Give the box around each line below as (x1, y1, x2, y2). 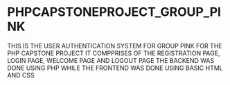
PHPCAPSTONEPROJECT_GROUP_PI (7, 4, 222, 20)
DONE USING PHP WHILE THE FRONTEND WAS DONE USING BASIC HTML (7, 64, 223, 72)
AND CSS (7, 70, 35, 79)
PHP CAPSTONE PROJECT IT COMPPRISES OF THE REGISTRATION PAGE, (7, 49, 220, 57)
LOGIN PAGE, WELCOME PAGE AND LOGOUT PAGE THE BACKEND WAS (7, 56, 215, 64)
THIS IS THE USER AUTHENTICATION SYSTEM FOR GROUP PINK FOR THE (7, 41, 222, 50)
